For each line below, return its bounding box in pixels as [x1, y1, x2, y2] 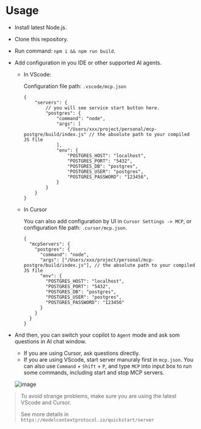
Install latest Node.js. [14, 24, 67, 31]
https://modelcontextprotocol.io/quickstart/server [20, 417, 154, 423]
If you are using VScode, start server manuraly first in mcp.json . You [23, 356, 194, 363]
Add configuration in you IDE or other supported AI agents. [14, 59, 162, 66]
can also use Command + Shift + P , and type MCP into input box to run [23, 362, 192, 370]
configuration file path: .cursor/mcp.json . [23, 224, 128, 231]
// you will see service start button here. [45, 104, 160, 111]
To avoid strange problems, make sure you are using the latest [20, 392, 177, 399]
